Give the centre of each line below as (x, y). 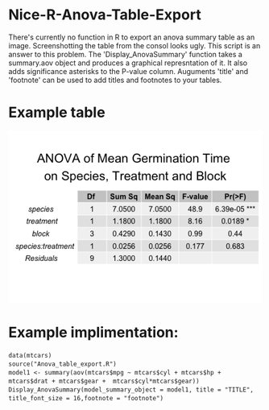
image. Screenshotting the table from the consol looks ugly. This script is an (134, 45)
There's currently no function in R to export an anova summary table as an (132, 37)
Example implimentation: (93, 332)
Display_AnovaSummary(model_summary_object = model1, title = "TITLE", (131, 389)
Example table (57, 112)
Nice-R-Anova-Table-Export (105, 15)
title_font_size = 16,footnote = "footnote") (86, 398)
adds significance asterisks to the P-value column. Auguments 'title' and (128, 71)
